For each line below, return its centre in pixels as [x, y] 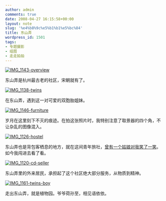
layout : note [19, 24]
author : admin [20, 10]
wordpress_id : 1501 [25, 38]
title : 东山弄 [19, 33]
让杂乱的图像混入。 [25, 127]
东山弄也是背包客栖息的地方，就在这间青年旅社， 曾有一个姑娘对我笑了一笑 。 [83, 147]
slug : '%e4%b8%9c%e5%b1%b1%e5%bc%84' [44, 28]
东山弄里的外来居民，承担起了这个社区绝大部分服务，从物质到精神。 [74, 173]
